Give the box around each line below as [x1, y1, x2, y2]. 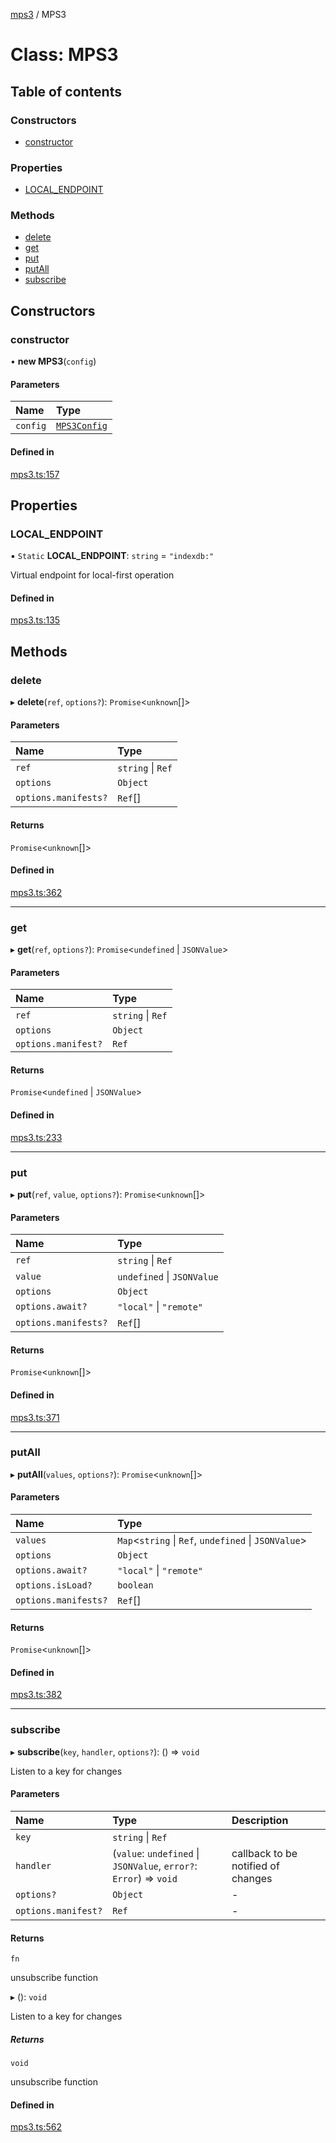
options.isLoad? [15, 1580, 93, 1591]
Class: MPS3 [10, 44, 119, 66]
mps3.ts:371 [10, 1411, 60, 1423]
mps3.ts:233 [10, 1131, 63, 1143]
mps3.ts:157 [10, 468, 60, 480]
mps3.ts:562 [10, 2121, 62, 2133]
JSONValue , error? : [112, 1859, 198, 1873]
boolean [117, 1580, 154, 1591]
